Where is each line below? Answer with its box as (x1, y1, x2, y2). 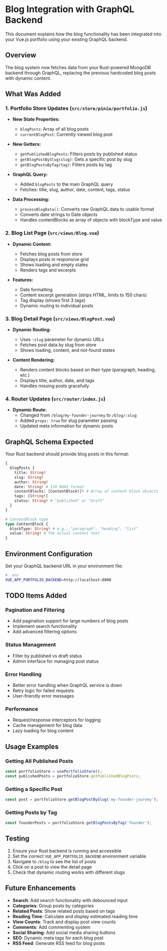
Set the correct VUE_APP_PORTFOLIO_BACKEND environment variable (12, 853, 146, 859)
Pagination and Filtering (5, 607, 65, 614)
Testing (5, 834, 30, 843)
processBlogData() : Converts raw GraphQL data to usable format (20, 206, 154, 213)
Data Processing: (12, 196, 49, 202)
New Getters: (12, 141, 41, 147)
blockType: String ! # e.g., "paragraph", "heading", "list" (10, 526, 138, 531)
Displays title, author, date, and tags (20, 378, 95, 384)
